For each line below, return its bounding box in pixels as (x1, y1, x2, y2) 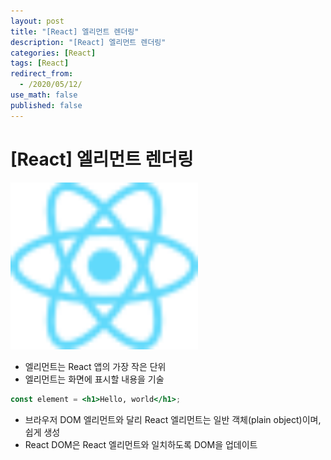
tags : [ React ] (10, 58, 70, 69)
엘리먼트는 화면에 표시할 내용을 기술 (24, 373, 165, 385)
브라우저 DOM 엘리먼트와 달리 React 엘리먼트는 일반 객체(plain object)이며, (24, 413, 322, 425)
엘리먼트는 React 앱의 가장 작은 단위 (24, 360, 167, 372)
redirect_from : (10, 69, 74, 79)
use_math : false (10, 90, 78, 100)
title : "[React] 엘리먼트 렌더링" (10, 26, 140, 37)
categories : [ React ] (10, 48, 97, 58)
